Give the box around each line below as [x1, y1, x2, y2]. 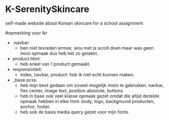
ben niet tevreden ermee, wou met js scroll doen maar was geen [20, 45, 154, 51]
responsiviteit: [12, 66, 42, 72]
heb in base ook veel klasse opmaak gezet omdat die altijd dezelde [20, 93, 160, 99]
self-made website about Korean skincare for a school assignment [5, 20, 143, 26]
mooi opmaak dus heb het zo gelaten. [20, 50, 99, 56]
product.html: [12, 55, 41, 61]
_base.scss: [12, 77, 38, 83]
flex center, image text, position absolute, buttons [20, 87, 123, 93]
